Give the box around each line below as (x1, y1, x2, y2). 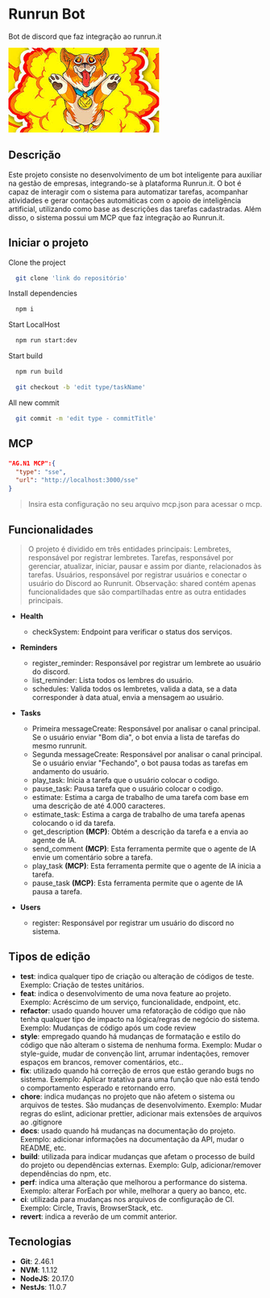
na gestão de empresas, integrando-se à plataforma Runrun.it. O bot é (8, 178, 242, 188)
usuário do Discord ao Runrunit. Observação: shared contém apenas (27, 578, 256, 588)
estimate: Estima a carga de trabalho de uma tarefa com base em (31, 792, 249, 802)
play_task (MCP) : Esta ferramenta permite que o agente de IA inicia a (31, 860, 262, 870)
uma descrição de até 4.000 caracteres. (31, 801, 166, 810)
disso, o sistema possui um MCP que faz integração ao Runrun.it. (8, 212, 226, 222)
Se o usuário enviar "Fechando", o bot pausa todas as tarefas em (31, 758, 248, 768)
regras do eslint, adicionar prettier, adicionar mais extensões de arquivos (19, 1108, 262, 1118)
